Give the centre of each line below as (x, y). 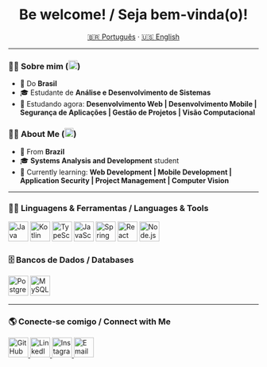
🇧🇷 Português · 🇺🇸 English (133, 37)
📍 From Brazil (42, 151)
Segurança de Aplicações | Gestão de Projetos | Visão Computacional (137, 112)
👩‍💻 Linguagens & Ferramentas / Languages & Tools (108, 209)
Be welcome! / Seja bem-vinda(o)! (133, 15)
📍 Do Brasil (38, 84)
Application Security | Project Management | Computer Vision (124, 180)
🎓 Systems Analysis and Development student (99, 160)
